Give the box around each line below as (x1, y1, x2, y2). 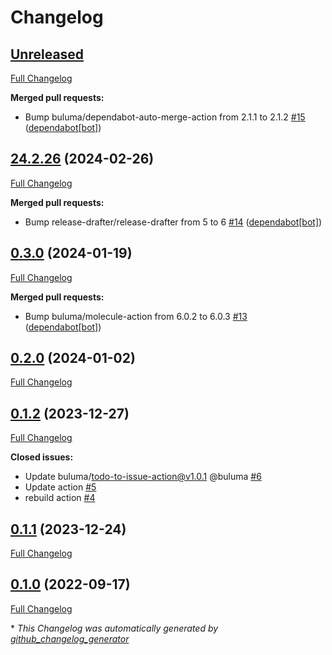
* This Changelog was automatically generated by (10, 622, 219, 634)
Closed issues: (10, 451, 74, 463)
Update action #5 (24, 481, 97, 493)
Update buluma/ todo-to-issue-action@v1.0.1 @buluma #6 (24, 471, 262, 483)
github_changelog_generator (10, 632, 130, 645)
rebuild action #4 (24, 492, 96, 504)
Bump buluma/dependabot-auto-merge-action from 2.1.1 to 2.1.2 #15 (24, 111, 306, 123)
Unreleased (10, 46, 85, 63)
